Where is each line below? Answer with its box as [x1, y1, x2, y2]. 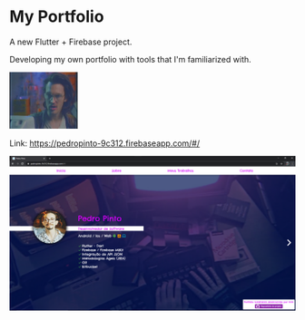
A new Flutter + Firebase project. [9, 36, 133, 47]
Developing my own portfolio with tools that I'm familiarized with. [9, 53, 251, 64]
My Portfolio [9, 6, 104, 27]
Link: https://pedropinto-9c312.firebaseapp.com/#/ [9, 138, 201, 149]
